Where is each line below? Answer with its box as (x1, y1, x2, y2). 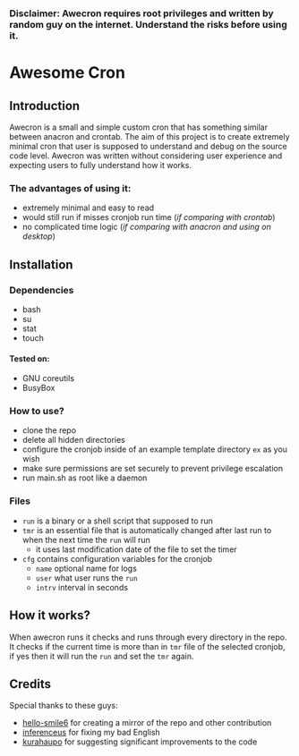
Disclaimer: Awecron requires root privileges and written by (9, 7, 275, 20)
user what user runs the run (35, 572, 138, 583)
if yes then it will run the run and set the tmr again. (9, 650, 194, 661)
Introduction (9, 98, 81, 114)
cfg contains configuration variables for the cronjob (21, 553, 213, 564)
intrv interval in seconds (35, 582, 128, 592)
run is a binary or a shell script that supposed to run (21, 515, 213, 526)
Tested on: (9, 353, 50, 364)
